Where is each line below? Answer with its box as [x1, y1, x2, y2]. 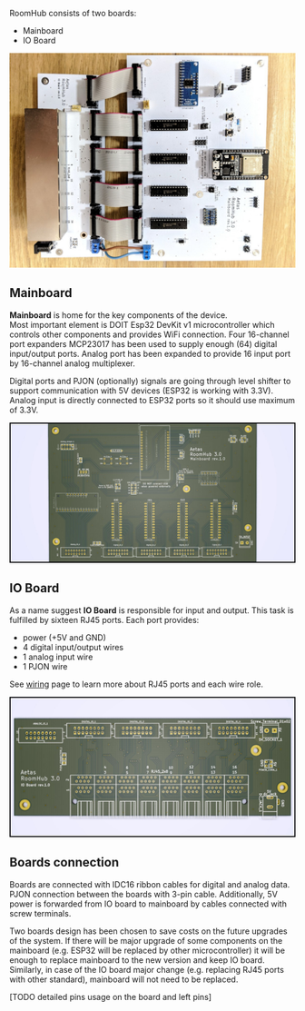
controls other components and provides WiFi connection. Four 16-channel [9, 329, 290, 340]
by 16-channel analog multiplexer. [9, 358, 136, 369]
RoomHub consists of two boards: [9, 8, 137, 18]
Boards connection [9, 855, 120, 870]
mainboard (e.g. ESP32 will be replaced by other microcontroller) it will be [9, 945, 286, 956]
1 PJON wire [22, 660, 68, 671]
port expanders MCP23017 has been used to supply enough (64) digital [9, 338, 278, 349]
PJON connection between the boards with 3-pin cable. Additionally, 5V [9, 888, 279, 899]
